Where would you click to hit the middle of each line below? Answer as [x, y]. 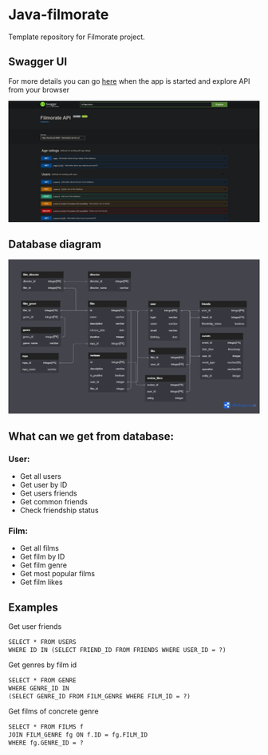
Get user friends [35, 627]
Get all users [40, 476]
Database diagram [55, 245]
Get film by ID [42, 557]
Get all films [39, 548]
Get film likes [41, 582]
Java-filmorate [59, 15]
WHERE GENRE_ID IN [39, 689]
